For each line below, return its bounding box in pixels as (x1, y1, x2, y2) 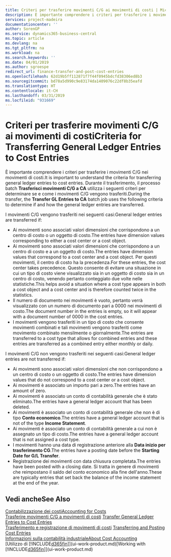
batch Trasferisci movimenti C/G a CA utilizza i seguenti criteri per (5, 185, 146, 191)
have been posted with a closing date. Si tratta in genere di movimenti (12, 464, 159, 470)
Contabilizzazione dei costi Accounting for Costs (5, 508, 106, 514)
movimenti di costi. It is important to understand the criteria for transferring (5, 175, 161, 181)
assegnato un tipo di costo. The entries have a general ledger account (12, 431, 159, 437)
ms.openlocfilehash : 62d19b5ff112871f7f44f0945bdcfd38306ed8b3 (5, 74, 142, 79)
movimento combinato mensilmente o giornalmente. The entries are (12, 330, 154, 336)
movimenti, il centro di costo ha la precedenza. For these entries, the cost (12, 259, 166, 265)
